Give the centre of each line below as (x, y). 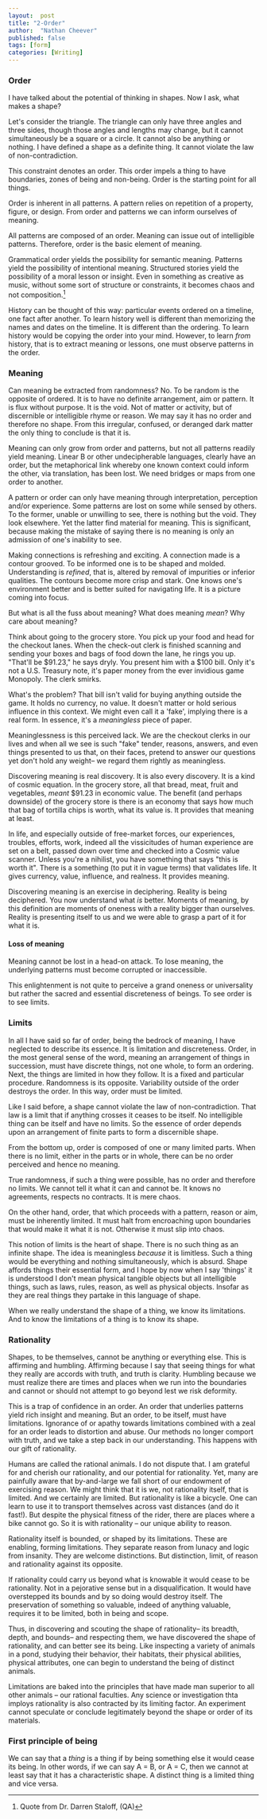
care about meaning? (43, 621)
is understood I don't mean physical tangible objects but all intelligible (122, 1278)
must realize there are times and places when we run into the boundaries (128, 1383)
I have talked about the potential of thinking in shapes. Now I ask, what (124, 98)
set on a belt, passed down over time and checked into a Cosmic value (124, 851)
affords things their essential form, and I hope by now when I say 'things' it (130, 1269)
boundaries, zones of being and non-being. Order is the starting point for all (132, 179)
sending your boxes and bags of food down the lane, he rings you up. (122, 654)
